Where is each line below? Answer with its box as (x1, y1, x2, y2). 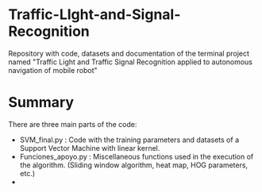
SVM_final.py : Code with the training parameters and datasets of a (19, 135, 240, 144)
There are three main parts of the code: (8, 119, 137, 129)
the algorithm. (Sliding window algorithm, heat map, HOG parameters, (19, 160, 249, 170)
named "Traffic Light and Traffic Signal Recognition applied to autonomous (8, 57, 252, 67)
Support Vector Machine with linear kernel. (19, 143, 160, 152)
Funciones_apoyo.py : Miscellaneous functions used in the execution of (19, 152, 254, 161)
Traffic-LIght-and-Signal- (8, 6, 181, 24)
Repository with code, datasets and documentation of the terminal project (8, 48, 250, 58)
